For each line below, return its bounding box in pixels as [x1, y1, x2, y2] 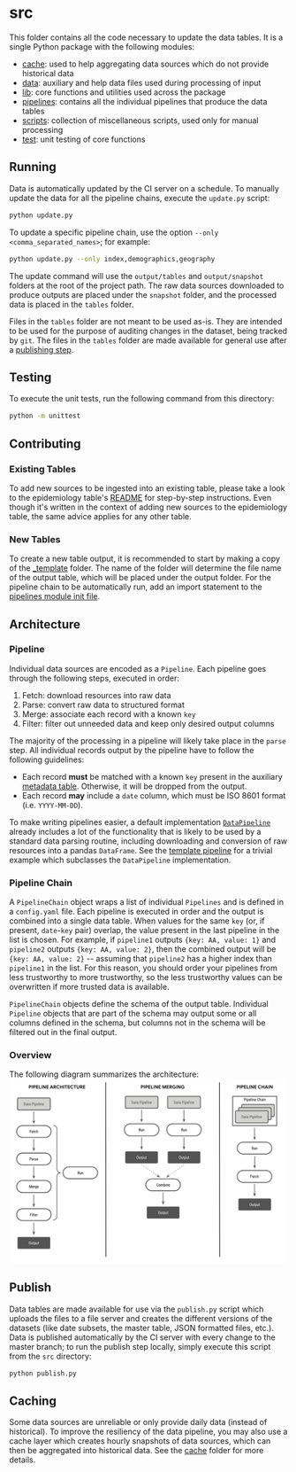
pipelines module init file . [9, 591, 100, 602]
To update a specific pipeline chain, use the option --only [9, 227, 219, 238]
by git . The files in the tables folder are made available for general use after [9, 335, 287, 346]
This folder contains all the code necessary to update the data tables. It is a [9, 32, 284, 43]
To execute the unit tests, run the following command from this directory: [9, 393, 275, 404]
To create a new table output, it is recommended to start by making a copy [9, 553, 281, 565]
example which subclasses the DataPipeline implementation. [9, 854, 231, 865]
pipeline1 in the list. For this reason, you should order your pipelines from [9, 962, 278, 973]
